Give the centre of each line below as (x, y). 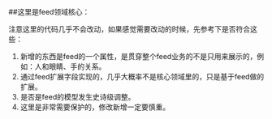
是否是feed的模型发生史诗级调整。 (78, 97)
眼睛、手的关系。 (77, 66)
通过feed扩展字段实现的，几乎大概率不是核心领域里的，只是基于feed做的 (142, 76)
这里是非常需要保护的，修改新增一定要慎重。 (95, 107)
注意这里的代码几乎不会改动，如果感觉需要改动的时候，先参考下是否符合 (129, 29)
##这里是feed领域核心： (49, 12)
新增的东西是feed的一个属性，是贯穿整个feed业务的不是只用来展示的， (138, 56)
